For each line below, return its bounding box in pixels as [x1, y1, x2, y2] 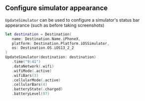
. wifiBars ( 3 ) [11, 73, 39, 78]
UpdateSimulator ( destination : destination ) [5, 55, 97, 60]
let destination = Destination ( [5, 32, 72, 36]
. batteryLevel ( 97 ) [11, 91, 50, 97]
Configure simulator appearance [5, 4, 108, 12]
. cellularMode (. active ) [11, 77, 61, 83]
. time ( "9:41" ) [11, 59, 41, 65]
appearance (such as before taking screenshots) [5, 22, 105, 28]
